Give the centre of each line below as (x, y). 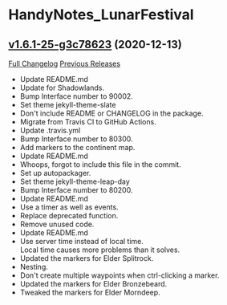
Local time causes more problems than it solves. (100, 250)
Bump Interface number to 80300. (77, 139)
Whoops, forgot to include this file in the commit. (101, 165)
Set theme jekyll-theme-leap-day (75, 181)
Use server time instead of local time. (82, 241)
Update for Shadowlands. (62, 87)
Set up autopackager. (55, 173)
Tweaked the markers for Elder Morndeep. (90, 292)
